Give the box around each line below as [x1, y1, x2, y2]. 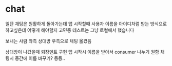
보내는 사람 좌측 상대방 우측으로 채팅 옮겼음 [5, 38, 92, 44]
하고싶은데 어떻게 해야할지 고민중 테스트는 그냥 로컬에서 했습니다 [5, 27, 135, 33]
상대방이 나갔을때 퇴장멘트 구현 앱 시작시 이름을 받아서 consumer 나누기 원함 [5, 49, 159, 55]
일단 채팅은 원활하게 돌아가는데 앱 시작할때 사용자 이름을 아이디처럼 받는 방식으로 [5, 20, 167, 27]
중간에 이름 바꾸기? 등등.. [14, 55, 65, 61]
